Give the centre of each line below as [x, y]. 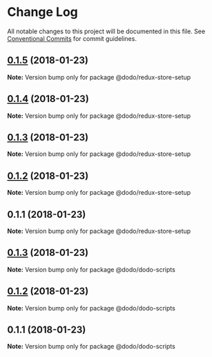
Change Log [42, 12]
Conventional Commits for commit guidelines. [72, 38]
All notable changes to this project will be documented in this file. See [106, 31]
